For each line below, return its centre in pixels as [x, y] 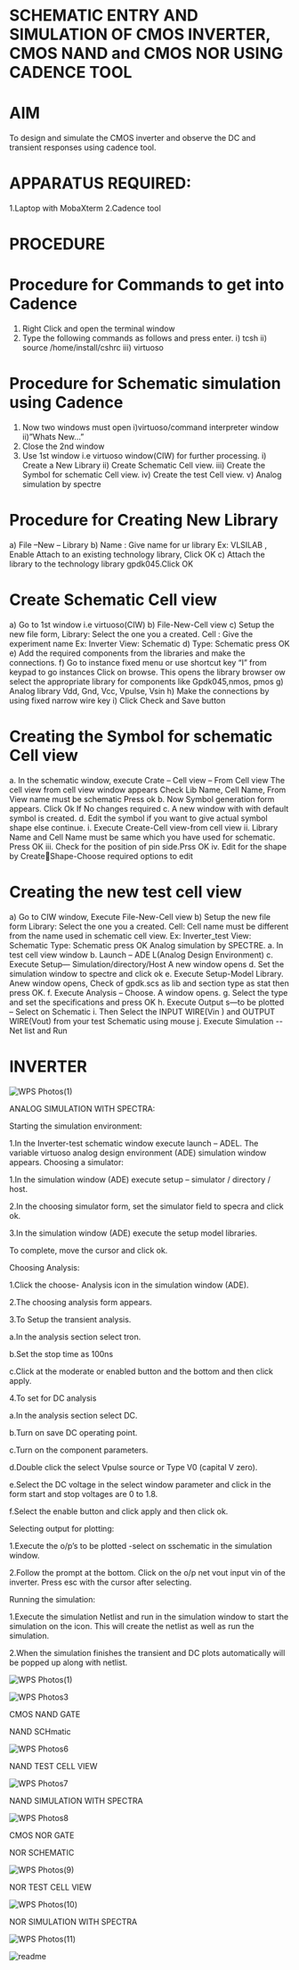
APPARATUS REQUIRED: [101, 183]
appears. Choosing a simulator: [67, 1162]
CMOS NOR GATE [42, 1835]
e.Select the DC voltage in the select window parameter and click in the [140, 1484]
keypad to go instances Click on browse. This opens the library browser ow [148, 672]
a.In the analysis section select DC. [73, 1415]
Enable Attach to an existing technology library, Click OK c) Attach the [137, 555]
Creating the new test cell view [126, 892]
